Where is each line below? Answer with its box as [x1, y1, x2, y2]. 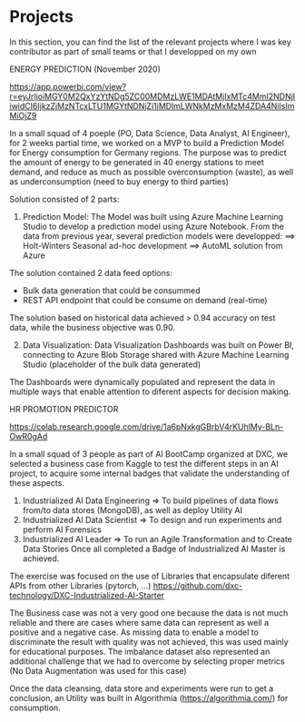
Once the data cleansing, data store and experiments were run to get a [9, 683, 274, 694]
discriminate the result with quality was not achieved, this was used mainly [9, 636, 289, 647]
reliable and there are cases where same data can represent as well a [9, 617, 270, 628]
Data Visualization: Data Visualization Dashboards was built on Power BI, [22, 339, 295, 351]
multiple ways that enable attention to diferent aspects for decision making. [9, 386, 291, 397]
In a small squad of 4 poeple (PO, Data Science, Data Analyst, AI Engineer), [9, 127, 290, 138]
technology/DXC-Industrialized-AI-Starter [9, 589, 165, 600]
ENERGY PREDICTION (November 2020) [9, 64, 161, 74]
